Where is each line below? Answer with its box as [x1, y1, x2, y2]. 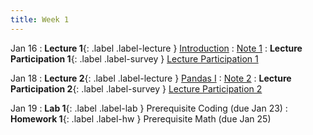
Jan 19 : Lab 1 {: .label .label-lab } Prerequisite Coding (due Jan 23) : [10, 102, 288, 114]
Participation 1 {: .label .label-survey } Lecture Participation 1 [10, 52, 259, 65]
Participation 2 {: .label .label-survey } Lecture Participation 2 [10, 82, 263, 95]
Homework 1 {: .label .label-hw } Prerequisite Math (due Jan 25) [10, 112, 272, 125]
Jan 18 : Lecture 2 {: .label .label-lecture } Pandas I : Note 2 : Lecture [10, 72, 292, 84]
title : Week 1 [10, 14, 70, 25]
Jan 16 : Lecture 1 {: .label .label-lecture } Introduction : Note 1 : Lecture [10, 42, 303, 54]
